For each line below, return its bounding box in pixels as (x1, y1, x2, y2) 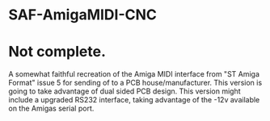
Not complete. (8, 43, 107, 61)
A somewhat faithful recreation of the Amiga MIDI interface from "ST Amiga (8, 69, 260, 79)
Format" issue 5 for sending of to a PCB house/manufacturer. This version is (8, 78, 263, 88)
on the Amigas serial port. (8, 103, 95, 114)
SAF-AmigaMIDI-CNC (8, 6, 158, 24)
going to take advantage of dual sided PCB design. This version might (8, 86, 241, 96)
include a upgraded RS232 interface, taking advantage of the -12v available (8, 95, 260, 105)
